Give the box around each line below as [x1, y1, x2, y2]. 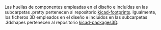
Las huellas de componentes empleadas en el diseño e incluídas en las [4, 4, 148, 10]
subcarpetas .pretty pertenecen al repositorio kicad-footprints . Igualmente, [4, 9, 157, 15]
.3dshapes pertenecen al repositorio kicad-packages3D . [4, 19, 119, 25]
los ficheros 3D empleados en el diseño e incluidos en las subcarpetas [4, 15, 148, 20]
